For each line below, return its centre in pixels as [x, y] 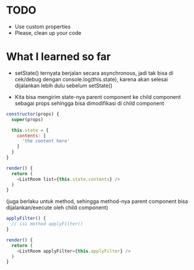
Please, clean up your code [48, 32]
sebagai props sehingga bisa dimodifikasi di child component [89, 103]
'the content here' [46, 141]
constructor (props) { [33, 114]
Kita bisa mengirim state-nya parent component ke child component [98, 97]
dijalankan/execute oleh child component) [57, 208]
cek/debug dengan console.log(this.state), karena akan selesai [91, 79]
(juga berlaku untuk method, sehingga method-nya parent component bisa [97, 202]
